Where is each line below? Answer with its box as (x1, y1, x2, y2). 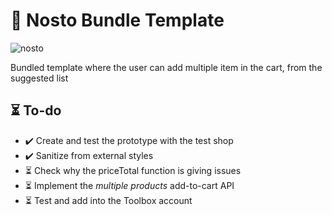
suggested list (10, 72, 69, 84)
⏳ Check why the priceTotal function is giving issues (24, 164, 242, 176)
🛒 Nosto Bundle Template (10, 9, 225, 32)
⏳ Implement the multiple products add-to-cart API (24, 179, 235, 191)
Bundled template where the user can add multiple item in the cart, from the (10, 61, 323, 73)
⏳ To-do (10, 102, 62, 119)
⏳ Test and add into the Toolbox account (24, 194, 193, 206)
